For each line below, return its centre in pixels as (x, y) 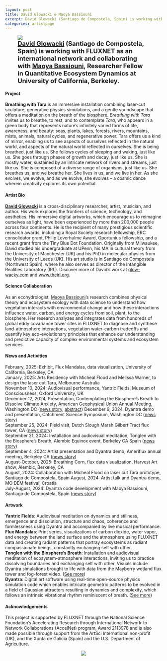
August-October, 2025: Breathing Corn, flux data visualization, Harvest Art (81, 462)
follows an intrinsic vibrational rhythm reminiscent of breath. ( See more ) (79, 595)
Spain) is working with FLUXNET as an (75, 51)
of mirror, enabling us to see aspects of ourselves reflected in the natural (80, 142)
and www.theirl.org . (50, 275)
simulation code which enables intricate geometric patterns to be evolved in (83, 585)
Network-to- (136, 623)
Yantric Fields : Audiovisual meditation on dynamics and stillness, (72, 516)
